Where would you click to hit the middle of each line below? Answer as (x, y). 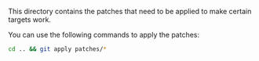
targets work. (29, 20)
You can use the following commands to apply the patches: (104, 35)
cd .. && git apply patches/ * (58, 49)
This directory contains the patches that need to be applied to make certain (130, 11)
